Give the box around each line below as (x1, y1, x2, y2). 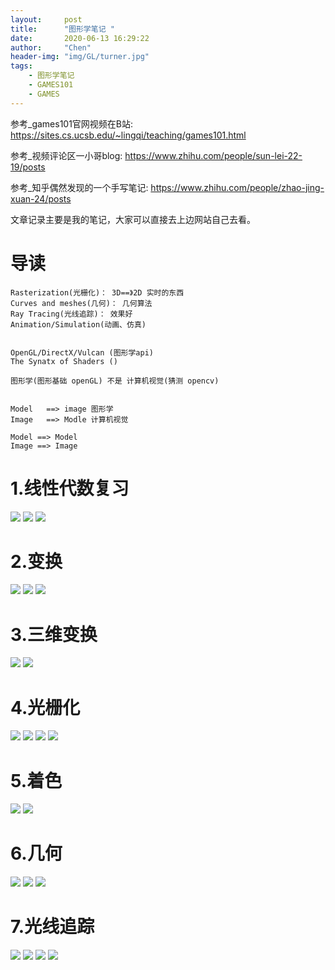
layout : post (10, 14, 83, 25)
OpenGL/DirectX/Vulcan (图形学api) (10, 347, 154, 358)
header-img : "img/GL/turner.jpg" (10, 52, 150, 62)
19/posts (10, 161, 46, 173)
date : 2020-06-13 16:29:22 (10, 33, 150, 43)
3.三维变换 (10, 623, 98, 646)
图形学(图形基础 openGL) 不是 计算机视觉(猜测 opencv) (10, 376, 220, 386)
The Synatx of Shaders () (10, 356, 118, 366)
